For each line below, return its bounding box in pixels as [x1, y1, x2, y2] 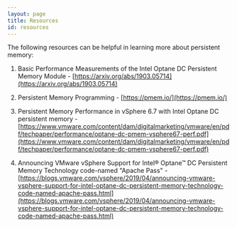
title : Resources [7, 17, 59, 24]
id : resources [7, 23, 50, 31]
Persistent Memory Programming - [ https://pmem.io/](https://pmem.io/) [17, 93, 228, 102]
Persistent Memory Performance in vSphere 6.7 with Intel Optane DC [17, 107, 219, 116]
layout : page [7, 10, 46, 18]
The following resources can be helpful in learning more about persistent [7, 43, 221, 52]
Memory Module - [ [17, 72, 75, 80]
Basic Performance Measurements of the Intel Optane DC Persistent [17, 65, 218, 73]
